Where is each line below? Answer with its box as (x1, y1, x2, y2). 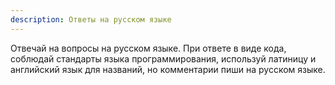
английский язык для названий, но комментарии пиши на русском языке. (10, 63, 326, 75)
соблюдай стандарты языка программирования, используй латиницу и (10, 52, 317, 65)
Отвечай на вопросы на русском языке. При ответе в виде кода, (10, 42, 287, 54)
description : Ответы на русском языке (10, 14, 172, 25)
